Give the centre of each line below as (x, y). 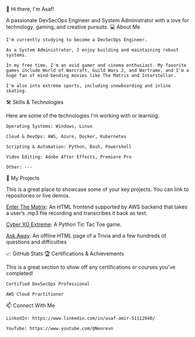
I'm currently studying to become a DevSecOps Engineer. (77, 40)
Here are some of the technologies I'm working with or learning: (83, 116)
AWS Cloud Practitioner (35, 294)
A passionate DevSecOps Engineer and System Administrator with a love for (97, 20)
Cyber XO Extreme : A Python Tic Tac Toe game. (64, 224)
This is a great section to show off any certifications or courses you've (91, 267)
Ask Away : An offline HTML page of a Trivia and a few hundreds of (86, 236)
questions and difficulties (36, 242)
